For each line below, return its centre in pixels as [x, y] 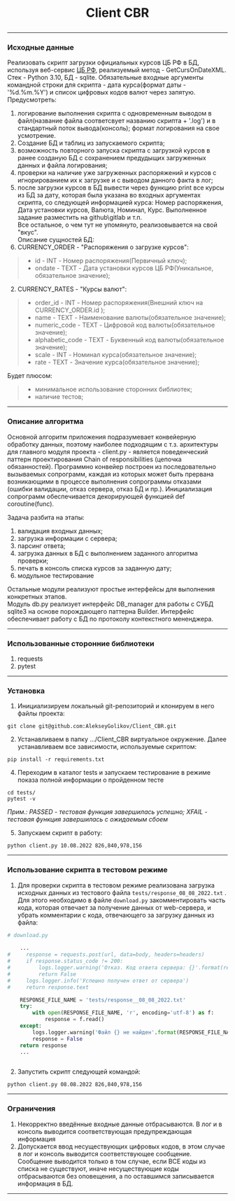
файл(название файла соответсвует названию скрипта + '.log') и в [116, 121]
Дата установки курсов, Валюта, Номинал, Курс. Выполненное [112, 210]
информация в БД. [45, 1184]
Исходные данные [41, 48]
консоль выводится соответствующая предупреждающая [105, 1131]
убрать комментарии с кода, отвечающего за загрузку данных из [116, 915]
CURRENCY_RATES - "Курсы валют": [72, 289]
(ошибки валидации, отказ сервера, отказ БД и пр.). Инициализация [110, 489]
